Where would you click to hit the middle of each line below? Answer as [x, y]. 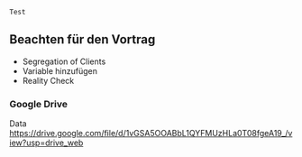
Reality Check [48, 80]
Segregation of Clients [64, 61]
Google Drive [38, 104]
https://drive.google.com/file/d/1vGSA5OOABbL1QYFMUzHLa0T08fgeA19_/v [151, 134]
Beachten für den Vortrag [82, 40]
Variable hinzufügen [59, 70]
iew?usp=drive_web [46, 143]
